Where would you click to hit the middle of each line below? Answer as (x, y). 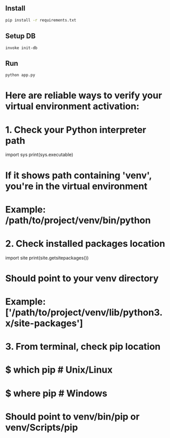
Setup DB (20, 36)
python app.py (20, 75)
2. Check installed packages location (85, 243)
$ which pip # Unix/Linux (59, 370)
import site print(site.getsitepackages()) (47, 257)
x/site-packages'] (44, 323)
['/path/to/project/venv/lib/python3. (84, 313)
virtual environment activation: (72, 106)
